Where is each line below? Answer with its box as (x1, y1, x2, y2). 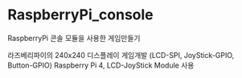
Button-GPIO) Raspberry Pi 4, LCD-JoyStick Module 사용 (7, 60, 195, 70)
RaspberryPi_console (7, 6, 154, 24)
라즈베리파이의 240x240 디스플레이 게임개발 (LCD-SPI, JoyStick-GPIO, (7, 50, 235, 60)
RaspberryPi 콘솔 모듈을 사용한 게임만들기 (7, 33, 141, 43)
